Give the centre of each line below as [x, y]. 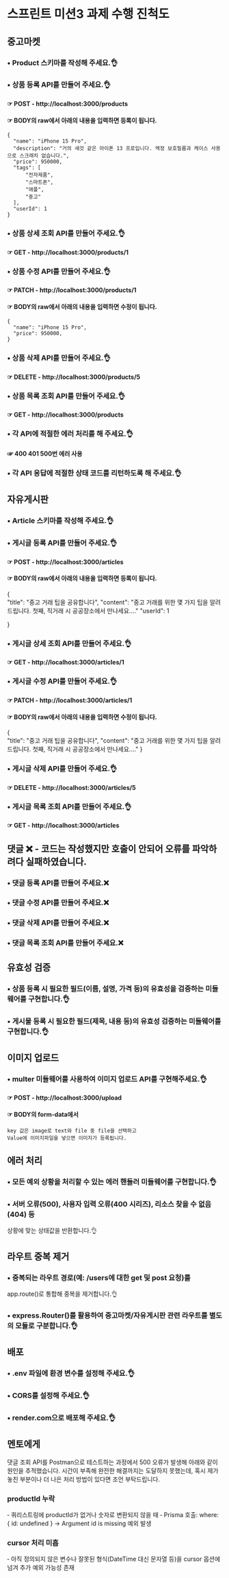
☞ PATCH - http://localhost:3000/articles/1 [70, 700]
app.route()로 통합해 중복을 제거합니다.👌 [62, 1294]
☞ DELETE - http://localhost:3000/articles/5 [71, 787]
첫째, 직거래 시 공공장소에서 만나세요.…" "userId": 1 [101, 611]
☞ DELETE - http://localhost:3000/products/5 [74, 377]
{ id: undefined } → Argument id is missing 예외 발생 [79, 1524]
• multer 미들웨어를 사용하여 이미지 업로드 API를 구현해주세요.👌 [107, 1078]
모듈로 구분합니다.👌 [46, 1325]
